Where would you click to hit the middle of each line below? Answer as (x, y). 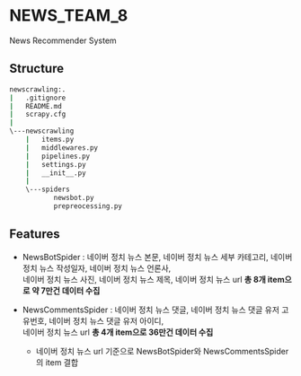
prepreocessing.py (88, 206)
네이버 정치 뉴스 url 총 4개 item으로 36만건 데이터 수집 (118, 332)
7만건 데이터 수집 (71, 290)
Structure (37, 69)
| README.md (36, 106)
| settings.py (56, 164)
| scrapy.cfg (38, 114)
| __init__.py (56, 173)
